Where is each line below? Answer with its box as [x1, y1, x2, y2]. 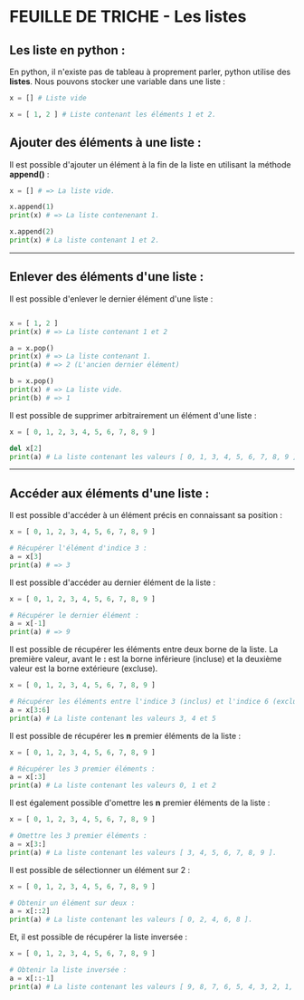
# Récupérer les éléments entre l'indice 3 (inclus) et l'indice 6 [9, 697, 270, 707]
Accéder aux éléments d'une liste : [9, 486, 210, 501]
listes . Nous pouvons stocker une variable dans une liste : [9, 76, 226, 87]
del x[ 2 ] [9, 444, 43, 453]
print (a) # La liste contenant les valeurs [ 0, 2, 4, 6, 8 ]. [9, 915, 253, 925]
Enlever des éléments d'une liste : [9, 269, 204, 284]
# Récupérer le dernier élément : [9, 611, 140, 620]
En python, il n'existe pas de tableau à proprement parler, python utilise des [9, 66, 291, 77]
